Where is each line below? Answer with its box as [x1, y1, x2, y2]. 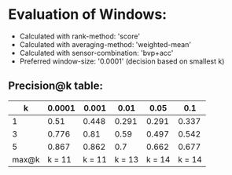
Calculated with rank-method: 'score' [19, 31, 140, 41]
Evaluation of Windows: [8, 5, 168, 24]
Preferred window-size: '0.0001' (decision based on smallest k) [19, 57, 225, 66]
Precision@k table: [8, 79, 104, 93]
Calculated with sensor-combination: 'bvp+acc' [19, 48, 174, 57]
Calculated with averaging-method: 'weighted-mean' [19, 39, 191, 49]
